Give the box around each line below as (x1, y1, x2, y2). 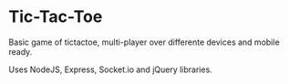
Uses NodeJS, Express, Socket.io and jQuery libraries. (8, 64, 213, 75)
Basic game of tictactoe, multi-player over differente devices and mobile (8, 37, 280, 47)
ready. (8, 46, 33, 57)
